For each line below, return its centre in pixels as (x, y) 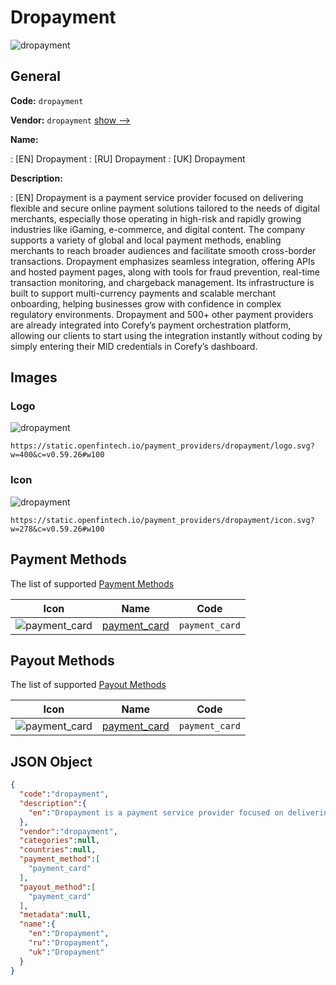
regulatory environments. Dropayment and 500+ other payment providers (162, 314)
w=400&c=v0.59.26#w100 (57, 455)
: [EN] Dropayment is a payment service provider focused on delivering (157, 197)
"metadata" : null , (55, 915)
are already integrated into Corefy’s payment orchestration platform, (151, 325)
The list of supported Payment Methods (92, 583)
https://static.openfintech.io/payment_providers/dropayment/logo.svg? (162, 446)
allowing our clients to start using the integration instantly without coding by (166, 335)
